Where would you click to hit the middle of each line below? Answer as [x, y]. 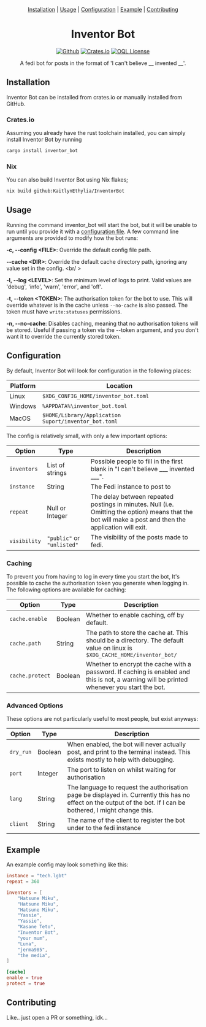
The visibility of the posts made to [139, 537]
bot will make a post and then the [138, 520]
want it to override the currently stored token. [64, 336]
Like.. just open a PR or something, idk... [57, 1017]
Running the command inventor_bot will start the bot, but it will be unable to [102, 225]
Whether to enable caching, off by [135, 615]
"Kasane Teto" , [37, 927]
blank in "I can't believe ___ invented [143, 469]
